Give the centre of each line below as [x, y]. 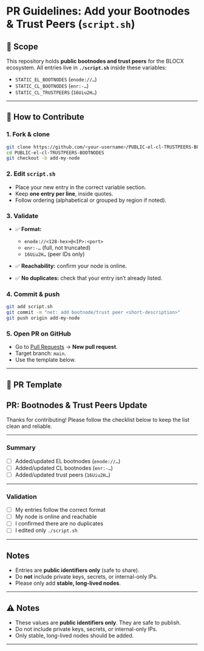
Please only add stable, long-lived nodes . [68, 583]
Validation [22, 497]
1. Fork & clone [28, 134]
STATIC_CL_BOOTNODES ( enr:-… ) [52, 86]
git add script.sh [29, 307]
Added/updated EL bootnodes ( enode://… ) [68, 461]
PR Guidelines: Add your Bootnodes [98, 11]
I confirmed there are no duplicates [59, 523]
